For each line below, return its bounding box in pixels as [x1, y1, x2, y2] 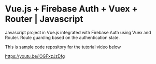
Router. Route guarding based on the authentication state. [5, 35, 120, 40]
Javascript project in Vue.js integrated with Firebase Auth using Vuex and [5, 29, 151, 35]
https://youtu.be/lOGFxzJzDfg [5, 53, 65, 59]
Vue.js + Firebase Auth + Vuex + [5, 3, 138, 14]
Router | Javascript [5, 13, 84, 25]
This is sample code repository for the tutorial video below [5, 44, 121, 50]
